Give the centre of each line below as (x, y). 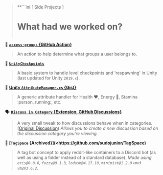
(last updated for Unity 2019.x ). (48, 78)
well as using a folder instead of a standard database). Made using (84, 157)
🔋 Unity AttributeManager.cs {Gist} (41, 87)
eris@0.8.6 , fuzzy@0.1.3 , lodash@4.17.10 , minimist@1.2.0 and (79, 162)
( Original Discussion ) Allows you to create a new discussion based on (87, 128)
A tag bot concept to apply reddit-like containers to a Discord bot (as (86, 152)
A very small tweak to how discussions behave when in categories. (85, 123)
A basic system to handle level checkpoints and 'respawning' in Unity (87, 73)
